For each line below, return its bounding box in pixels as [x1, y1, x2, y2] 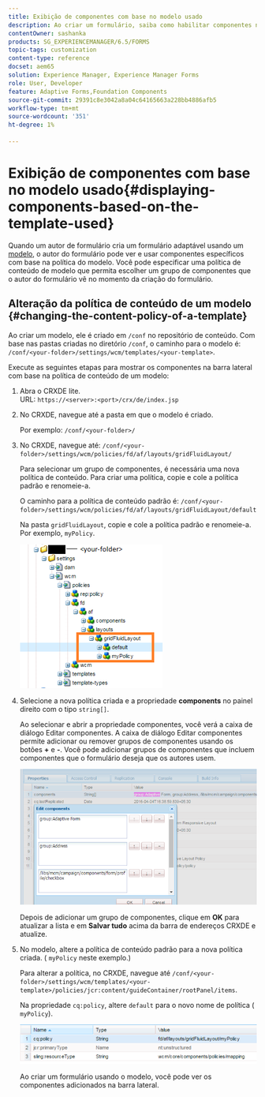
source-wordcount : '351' [8, 113, 90, 121]
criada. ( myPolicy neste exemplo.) [19, 953, 132, 962]
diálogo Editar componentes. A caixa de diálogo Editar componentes [19, 728, 243, 737]
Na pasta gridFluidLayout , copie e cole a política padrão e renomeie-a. [19, 519, 252, 529]
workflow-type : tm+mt [8, 104, 80, 112]
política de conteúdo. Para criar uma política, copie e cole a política [19, 472, 239, 481]
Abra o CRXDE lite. [19, 386, 81, 395]
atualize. [19, 929, 47, 938]
